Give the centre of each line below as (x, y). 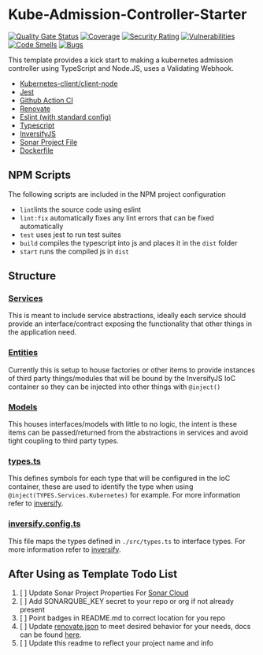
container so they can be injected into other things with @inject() (115, 387)
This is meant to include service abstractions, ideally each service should (127, 316)
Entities (23, 353)
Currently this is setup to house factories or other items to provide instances (132, 370)
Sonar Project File (48, 142)
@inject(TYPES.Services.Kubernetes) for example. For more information (124, 495)
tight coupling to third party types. (64, 441)
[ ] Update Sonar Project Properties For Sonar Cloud (104, 593)
